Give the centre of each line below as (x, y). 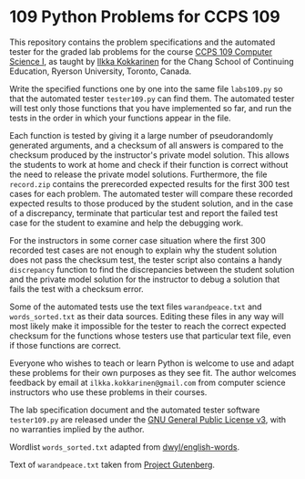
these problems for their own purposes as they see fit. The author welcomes (153, 372)
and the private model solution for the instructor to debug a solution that (145, 279)
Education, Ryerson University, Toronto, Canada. (101, 71)
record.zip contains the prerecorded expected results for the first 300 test (149, 183)
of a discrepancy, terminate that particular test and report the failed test (144, 213)
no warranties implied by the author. (77, 429)
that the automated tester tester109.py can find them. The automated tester (152, 99)
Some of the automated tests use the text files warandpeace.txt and (136, 307)
